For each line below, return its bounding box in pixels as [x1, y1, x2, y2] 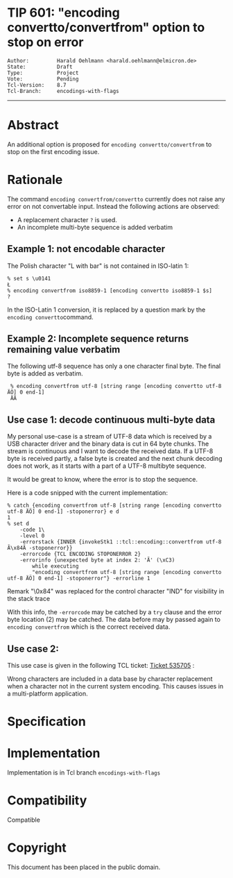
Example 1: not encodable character [7, 243, 165, 255]
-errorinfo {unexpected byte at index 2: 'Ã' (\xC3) [19, 557, 175, 564]
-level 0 [19, 532, 45, 539]
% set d [7, 521, 30, 527]
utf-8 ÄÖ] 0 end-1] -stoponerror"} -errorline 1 [7, 575, 150, 582]
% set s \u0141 [7, 275, 51, 282]
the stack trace [7, 595, 51, 603]
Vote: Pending [7, 75, 79, 83]
